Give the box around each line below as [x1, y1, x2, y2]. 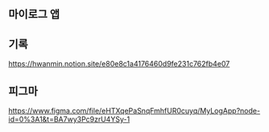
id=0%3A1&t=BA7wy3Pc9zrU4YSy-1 [8, 114, 130, 124]
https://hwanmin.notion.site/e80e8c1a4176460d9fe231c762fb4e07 [8, 59, 230, 69]
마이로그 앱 [8, 7, 60, 22]
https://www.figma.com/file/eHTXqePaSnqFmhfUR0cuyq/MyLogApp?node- [8, 106, 260, 116]
